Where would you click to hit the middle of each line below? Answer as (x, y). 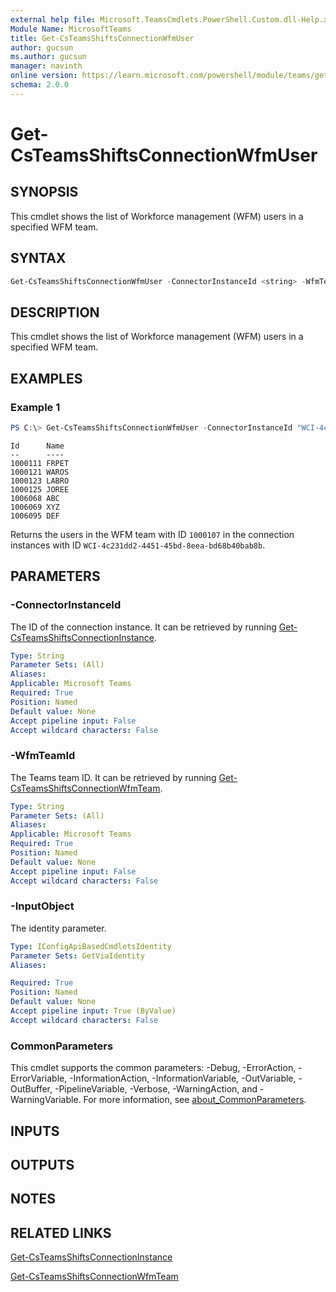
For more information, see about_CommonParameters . (195, 1100)
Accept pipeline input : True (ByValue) (93, 1011)
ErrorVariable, (39, 1078)
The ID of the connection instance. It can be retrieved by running (143, 627)
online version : (44, 76)
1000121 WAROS (40, 472)
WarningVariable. (46, 1100)
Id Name (37, 446)
